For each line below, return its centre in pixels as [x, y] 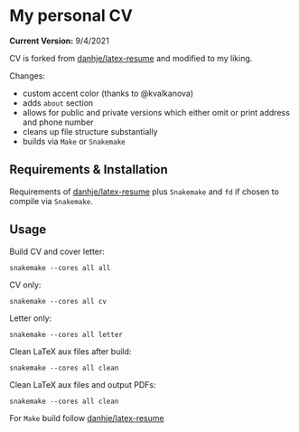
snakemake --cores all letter [66, 334]
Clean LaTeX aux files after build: [70, 351]
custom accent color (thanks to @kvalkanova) [108, 93]
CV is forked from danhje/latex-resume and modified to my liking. [131, 58]
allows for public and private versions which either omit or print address [156, 112]
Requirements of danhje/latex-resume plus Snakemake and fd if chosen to [145, 192]
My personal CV [71, 16]
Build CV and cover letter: [57, 251]
